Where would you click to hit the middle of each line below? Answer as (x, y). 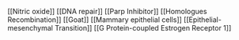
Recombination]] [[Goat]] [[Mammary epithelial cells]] (95, 20)
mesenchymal (30, 28)
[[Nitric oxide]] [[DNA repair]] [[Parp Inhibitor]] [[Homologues (107, 11)
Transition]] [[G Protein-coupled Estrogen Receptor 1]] (143, 28)
